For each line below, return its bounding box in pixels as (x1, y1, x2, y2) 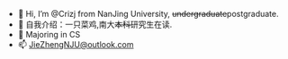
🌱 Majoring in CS (17, 29, 81, 39)
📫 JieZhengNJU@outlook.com (17, 39, 134, 49)
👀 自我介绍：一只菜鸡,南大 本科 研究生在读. (17, 19, 173, 29)
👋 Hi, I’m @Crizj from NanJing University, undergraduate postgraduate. (17, 9, 279, 19)
